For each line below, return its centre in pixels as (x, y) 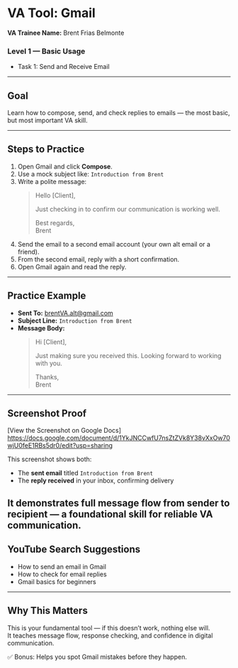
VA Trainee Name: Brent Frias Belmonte (66, 33)
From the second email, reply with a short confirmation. (98, 259)
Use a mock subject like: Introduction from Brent (91, 174)
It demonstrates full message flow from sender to (119, 503)
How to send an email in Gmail (62, 566)
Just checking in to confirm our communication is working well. (128, 209)
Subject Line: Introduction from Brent (75, 320)
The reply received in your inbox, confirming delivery (96, 480)
